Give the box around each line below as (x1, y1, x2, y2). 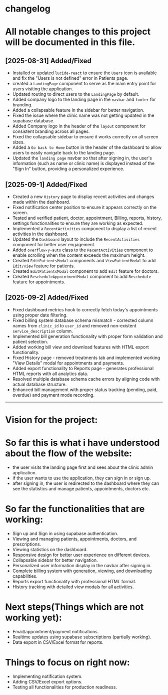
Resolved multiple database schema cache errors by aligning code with (12, 376, 160, 382)
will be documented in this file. (5, 37, 135, 48)
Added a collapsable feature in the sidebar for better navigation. (12, 107, 144, 113)
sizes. (12, 139, 25, 145)
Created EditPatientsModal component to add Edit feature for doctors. (12, 268, 159, 274)
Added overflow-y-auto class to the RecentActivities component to (12, 247, 153, 253)
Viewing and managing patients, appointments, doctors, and (12, 536, 137, 542)
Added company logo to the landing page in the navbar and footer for (12, 96, 156, 103)
